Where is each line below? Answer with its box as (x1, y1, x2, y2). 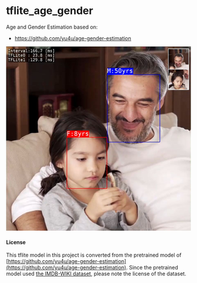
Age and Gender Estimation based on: (6, 23, 98, 30)
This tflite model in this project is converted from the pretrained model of (6, 251, 182, 258)
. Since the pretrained (125, 264, 179, 271)
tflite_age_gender (6, 4, 94, 18)
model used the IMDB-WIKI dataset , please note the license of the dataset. (6, 270, 186, 277)
